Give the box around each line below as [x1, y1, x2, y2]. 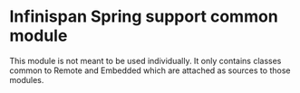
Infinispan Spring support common [9, 6, 278, 27]
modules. [9, 74, 44, 85]
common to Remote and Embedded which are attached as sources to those [9, 65, 291, 76]
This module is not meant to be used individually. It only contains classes [9, 55, 282, 66]
